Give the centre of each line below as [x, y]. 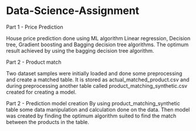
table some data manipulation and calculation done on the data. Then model [98, 109]
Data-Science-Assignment [73, 11]
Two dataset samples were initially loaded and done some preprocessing [94, 73]
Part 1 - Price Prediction [35, 27]
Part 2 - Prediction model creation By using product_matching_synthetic [93, 103]
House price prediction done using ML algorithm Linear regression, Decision [98, 38]
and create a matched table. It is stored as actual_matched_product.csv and [98, 80]
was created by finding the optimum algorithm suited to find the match [91, 116]
